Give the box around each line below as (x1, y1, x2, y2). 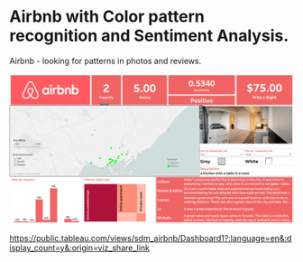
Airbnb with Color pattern (9, 6, 206, 27)
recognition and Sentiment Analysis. (9, 25, 289, 46)
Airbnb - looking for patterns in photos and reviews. (9, 55, 202, 66)
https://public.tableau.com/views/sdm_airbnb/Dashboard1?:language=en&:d (9, 233, 292, 244)
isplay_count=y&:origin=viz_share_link (9, 242, 151, 254)
